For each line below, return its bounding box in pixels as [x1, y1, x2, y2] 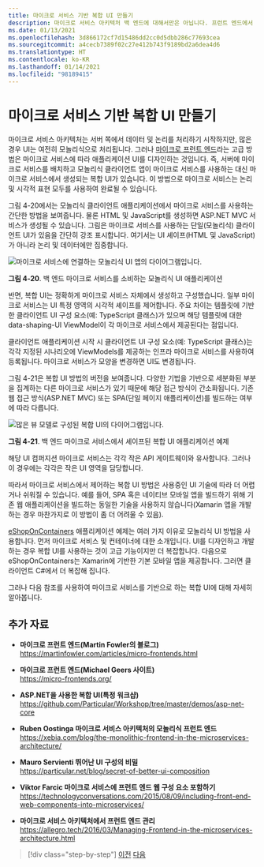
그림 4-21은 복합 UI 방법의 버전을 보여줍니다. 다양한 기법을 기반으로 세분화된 [8, 373, 242, 383]
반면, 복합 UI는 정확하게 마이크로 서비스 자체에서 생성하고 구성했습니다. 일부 [8, 290, 240, 300]
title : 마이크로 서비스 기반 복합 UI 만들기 [8, 11, 134, 20]
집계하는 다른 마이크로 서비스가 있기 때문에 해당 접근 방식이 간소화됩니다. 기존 [16, 383, 255, 392]
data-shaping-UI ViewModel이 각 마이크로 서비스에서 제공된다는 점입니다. [8, 320, 239, 329]
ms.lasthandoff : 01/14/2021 [8, 63, 101, 71]
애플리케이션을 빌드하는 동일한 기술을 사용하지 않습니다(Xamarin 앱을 [24, 499, 237, 509]
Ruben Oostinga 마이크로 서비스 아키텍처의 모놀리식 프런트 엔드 [19, 724, 218, 734]
